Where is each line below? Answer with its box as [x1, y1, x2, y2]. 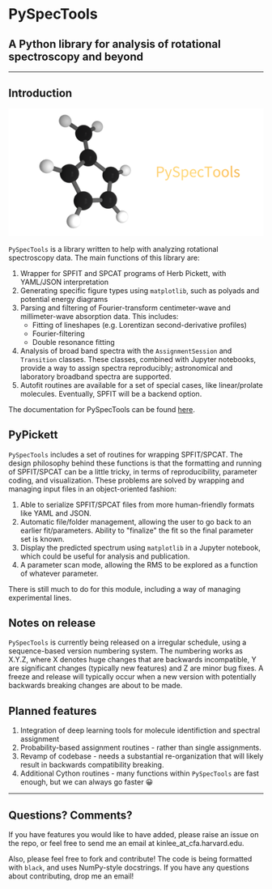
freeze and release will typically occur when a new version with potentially [8, 672, 257, 682]
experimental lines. [8, 593, 72, 602]
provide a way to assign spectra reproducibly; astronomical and [19, 363, 233, 372]
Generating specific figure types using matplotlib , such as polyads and [19, 285, 260, 296]
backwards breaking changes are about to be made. [8, 681, 183, 691]
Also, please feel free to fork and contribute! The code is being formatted [8, 854, 253, 864]
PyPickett [8, 428, 58, 442]
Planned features [8, 704, 97, 717]
